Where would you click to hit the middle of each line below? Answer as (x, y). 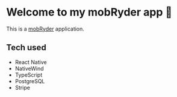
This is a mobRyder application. (45, 29)
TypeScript (29, 75)
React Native (31, 62)
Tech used (26, 48)
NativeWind (29, 68)
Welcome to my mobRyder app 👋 (89, 12)
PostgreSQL (30, 81)
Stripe (22, 87)
